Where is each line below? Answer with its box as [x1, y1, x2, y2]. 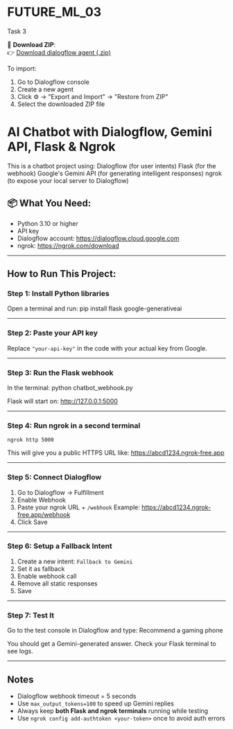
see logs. [7, 647, 33, 656]
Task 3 [7, 27, 26, 35]
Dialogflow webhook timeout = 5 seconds [17, 692, 137, 700]
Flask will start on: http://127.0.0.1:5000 [7, 396, 118, 405]
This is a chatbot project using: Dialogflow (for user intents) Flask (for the [7, 161, 216, 170]
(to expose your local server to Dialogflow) [7, 176, 130, 184]
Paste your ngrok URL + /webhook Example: [17, 503, 140, 511]
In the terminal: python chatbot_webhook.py [7, 383, 133, 392]
